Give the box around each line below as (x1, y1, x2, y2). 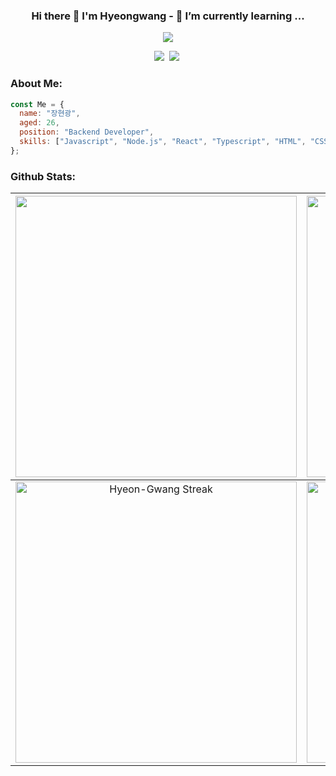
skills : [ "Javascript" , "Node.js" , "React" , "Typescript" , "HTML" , (19, 137, 307, 147)
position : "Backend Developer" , (19, 127, 155, 138)
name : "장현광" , (19, 109, 81, 119)
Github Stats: (10, 169, 77, 183)
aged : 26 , (19, 118, 60, 128)
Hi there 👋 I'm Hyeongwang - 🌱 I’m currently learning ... (31, 9, 305, 23)
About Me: (10, 77, 63, 91)
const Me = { (10, 99, 65, 109)
